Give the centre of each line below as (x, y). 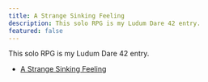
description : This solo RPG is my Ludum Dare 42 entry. (104, 23)
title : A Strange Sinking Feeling (67, 16)
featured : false (36, 31)
